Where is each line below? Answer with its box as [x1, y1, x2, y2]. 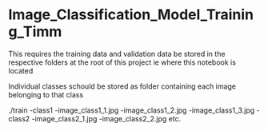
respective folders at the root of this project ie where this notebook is [8, 58, 236, 67]
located [8, 65, 34, 75]
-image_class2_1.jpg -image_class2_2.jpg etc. [31, 113, 182, 123]
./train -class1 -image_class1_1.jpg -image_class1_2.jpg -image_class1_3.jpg [8, 105, 255, 115]
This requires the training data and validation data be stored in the [8, 49, 226, 58]
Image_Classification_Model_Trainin [8, 6, 254, 24]
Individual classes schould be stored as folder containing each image [8, 81, 237, 91]
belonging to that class [8, 89, 84, 99]
